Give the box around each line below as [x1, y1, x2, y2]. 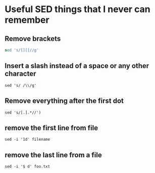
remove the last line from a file [5, 150, 102, 159]
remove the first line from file [5, 124, 98, 132]
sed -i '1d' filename [5, 137, 50, 142]
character [5, 70, 36, 78]
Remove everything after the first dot [5, 97, 124, 105]
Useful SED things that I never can [5, 4, 151, 15]
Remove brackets [5, 34, 61, 43]
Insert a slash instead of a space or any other [5, 62, 149, 70]
